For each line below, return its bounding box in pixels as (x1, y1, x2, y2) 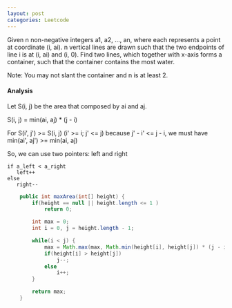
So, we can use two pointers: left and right (7, 149, 128, 157)
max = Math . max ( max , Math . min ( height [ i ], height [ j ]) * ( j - (43, 243, 221, 251)
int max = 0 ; (32, 218, 70, 225)
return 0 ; (43, 206, 72, 213)
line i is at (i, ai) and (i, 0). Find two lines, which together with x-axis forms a (7, 50, 222, 59)
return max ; (32, 288, 67, 296)
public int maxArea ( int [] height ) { (19, 193, 126, 200)
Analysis (7, 87, 33, 95)
